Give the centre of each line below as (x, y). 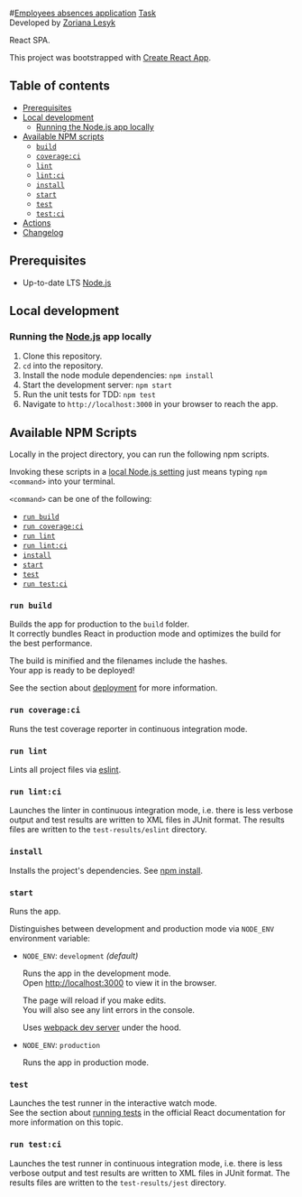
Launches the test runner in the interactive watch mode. (114, 1103)
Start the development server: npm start (97, 385)
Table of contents (59, 86)
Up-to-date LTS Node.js (67, 283)
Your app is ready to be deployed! (72, 671)
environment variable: (50, 938)
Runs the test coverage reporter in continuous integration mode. (128, 728)
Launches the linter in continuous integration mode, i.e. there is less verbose (151, 811)
